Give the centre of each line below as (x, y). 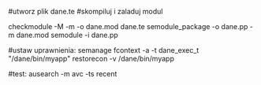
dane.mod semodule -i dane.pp (67, 35)
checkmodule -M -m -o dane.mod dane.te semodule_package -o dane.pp (128, 26)
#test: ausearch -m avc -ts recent (63, 74)
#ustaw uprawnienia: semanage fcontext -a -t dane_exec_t (104, 50)
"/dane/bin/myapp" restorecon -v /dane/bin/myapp (91, 59)
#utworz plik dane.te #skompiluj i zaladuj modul (86, 11)
